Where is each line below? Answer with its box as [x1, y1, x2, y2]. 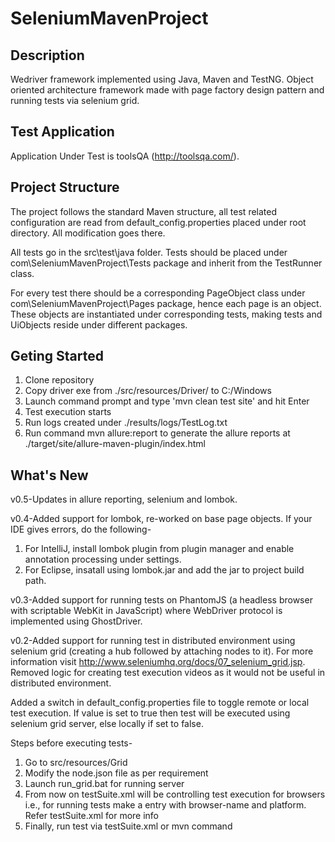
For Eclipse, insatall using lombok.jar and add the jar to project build [24, 564, 305, 576]
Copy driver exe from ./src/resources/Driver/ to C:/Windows [24, 385, 272, 397]
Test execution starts [24, 406, 112, 418]
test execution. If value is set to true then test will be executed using [10, 707, 291, 719]
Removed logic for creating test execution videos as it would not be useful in [10, 667, 326, 679]
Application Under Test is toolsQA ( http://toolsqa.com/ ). [10, 150, 240, 162]
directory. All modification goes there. [10, 227, 166, 239]
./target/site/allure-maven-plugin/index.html [24, 438, 206, 450]
